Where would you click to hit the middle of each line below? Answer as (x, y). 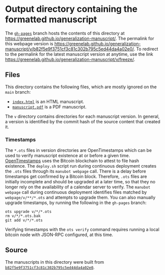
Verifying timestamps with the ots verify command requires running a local (82, 230)
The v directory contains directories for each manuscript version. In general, (82, 116)
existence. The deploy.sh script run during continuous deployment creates (81, 166)
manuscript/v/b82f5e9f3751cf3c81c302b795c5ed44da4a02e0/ (69, 49)
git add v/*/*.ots (24, 220)
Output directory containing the (71, 9)
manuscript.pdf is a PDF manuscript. (49, 106)
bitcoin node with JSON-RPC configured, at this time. (59, 235)
